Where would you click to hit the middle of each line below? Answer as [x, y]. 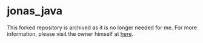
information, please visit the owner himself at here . [70, 33]
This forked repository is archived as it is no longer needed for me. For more [102, 27]
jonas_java [35, 11]
